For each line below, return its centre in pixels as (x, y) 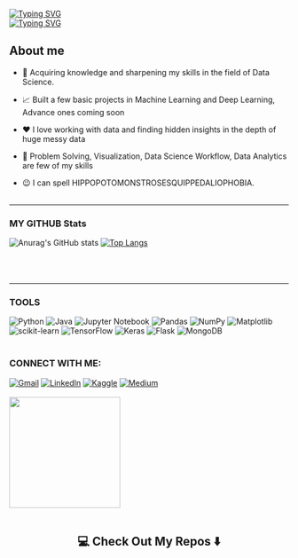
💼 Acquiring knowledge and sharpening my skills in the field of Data (146, 72)
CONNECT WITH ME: (55, 364)
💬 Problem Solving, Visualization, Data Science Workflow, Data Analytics (154, 156)
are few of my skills (57, 165)
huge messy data (54, 138)
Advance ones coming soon (73, 112)
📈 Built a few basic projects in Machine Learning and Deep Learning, (149, 99)
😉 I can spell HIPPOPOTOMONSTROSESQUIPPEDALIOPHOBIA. (138, 183)
